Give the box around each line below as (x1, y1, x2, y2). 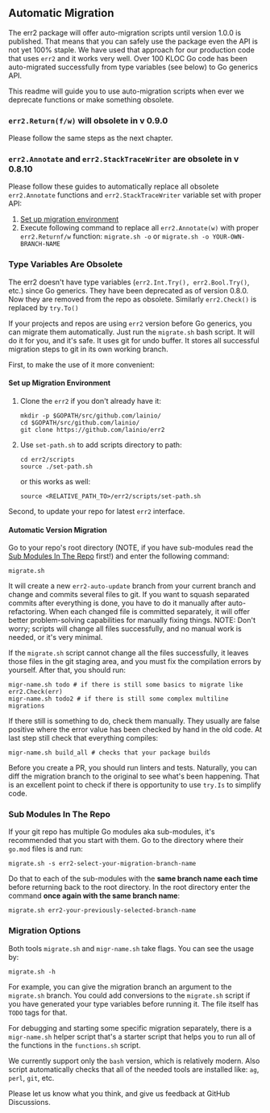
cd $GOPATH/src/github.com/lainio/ (19, 418, 140, 426)
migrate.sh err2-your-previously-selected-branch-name (8, 907, 197, 915)
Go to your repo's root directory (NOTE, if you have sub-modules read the (8, 543, 254, 553)
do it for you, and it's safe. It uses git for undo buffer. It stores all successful (8, 335, 260, 345)
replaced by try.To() (8, 302, 79, 313)
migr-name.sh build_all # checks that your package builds (8, 749, 211, 757)
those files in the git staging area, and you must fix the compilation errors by (8, 657, 262, 667)
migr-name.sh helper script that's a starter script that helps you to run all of (8, 1032, 255, 1041)
